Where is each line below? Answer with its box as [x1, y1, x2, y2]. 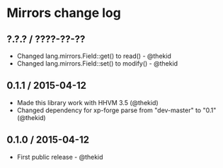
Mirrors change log [6, 5, 121, 21]
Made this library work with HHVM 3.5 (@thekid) [16, 98, 159, 107]
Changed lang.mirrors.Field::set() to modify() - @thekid [16, 59, 178, 68]
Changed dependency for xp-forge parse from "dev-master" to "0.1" [16, 106, 217, 114]
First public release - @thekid [16, 152, 103, 161]
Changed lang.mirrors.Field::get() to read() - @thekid [16, 52, 171, 60]
